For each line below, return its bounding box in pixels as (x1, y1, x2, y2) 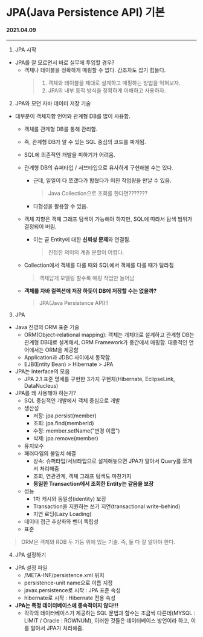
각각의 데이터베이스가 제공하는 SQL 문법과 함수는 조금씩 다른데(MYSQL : (24, 609, 196, 617)
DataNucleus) (24, 382, 59, 390)
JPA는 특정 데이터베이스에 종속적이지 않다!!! (14, 602, 119, 609)
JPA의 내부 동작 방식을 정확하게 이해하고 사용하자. (48, 87, 166, 94)
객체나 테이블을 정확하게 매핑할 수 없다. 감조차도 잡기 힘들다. (24, 67, 166, 74)
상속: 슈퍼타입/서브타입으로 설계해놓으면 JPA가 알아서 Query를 (33, 457, 181, 465)
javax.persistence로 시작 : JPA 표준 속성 (24, 587, 121, 594)
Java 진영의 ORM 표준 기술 (14, 324, 80, 331)
